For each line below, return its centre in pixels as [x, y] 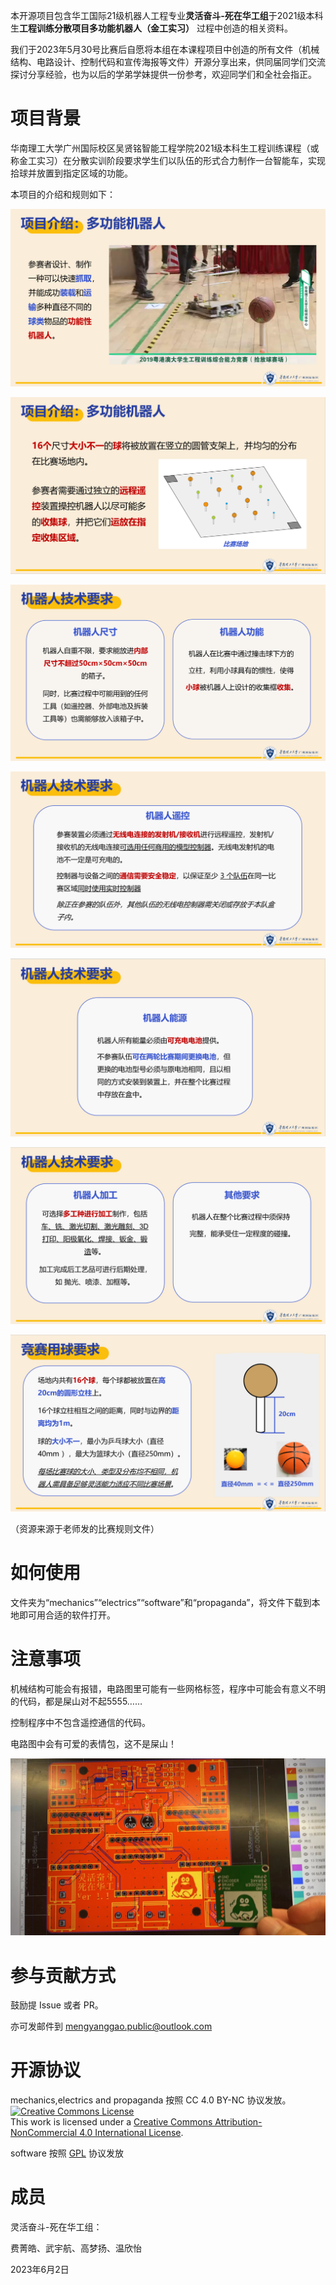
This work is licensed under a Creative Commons [111, 2122]
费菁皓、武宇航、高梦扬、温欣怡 [76, 2248]
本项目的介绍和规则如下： [63, 194]
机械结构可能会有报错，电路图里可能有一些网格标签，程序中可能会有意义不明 [168, 1688]
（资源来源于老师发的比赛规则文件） [85, 1528]
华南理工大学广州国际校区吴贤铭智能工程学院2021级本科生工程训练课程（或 [165, 148]
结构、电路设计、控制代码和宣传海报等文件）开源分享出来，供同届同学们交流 [168, 62]
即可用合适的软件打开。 [67, 1615]
